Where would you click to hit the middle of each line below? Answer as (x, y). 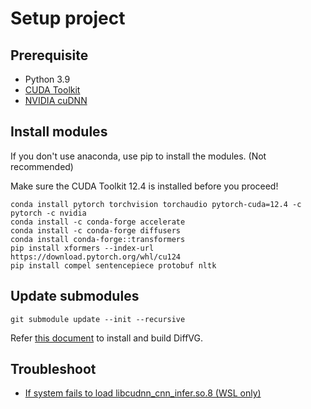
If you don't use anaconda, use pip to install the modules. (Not (138, 156)
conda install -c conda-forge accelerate (98, 222)
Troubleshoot (53, 369)
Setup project (68, 18)
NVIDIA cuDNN (56, 100)
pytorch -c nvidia (48, 213)
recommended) (42, 166)
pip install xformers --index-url (82, 248)
